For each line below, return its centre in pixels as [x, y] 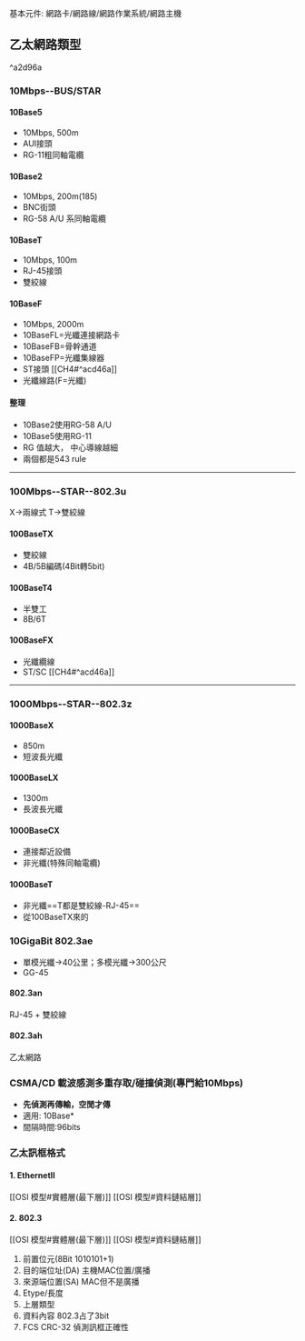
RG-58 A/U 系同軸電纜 [64, 219]
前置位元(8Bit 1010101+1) [68, 1258]
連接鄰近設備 [46, 852]
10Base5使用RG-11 [57, 435]
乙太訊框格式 [38, 1153]
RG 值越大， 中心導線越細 [70, 447]
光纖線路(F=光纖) [54, 380]
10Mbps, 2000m [53, 324]
